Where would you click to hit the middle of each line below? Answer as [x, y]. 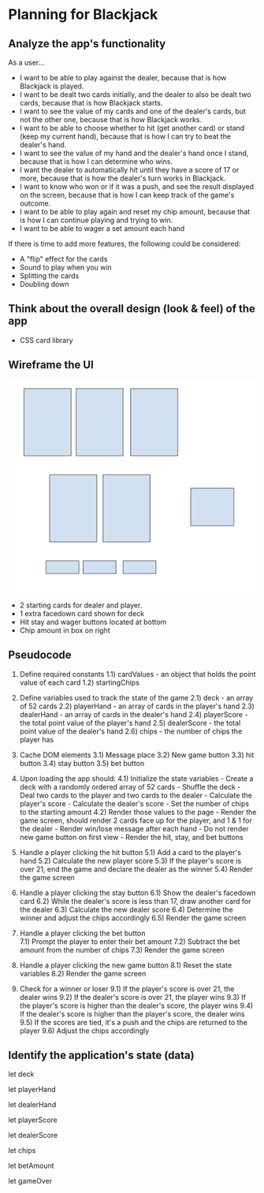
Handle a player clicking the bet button [82, 933]
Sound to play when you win [65, 267]
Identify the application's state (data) [101, 1055]
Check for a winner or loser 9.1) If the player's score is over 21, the [127, 989]
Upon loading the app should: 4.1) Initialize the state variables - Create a [136, 779]
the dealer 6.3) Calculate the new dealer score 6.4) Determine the [126, 909]
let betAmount [31, 1166]
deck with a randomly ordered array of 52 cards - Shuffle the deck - [130, 786]
